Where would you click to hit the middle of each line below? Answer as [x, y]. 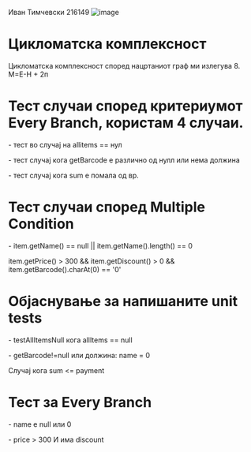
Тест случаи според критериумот [126, 106]
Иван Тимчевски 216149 [49, 12]
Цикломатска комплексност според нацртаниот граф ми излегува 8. [124, 65]
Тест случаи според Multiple [107, 207]
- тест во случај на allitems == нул [65, 144]
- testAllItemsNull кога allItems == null [70, 340]
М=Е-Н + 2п [28, 74]
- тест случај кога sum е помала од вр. [74, 175]
